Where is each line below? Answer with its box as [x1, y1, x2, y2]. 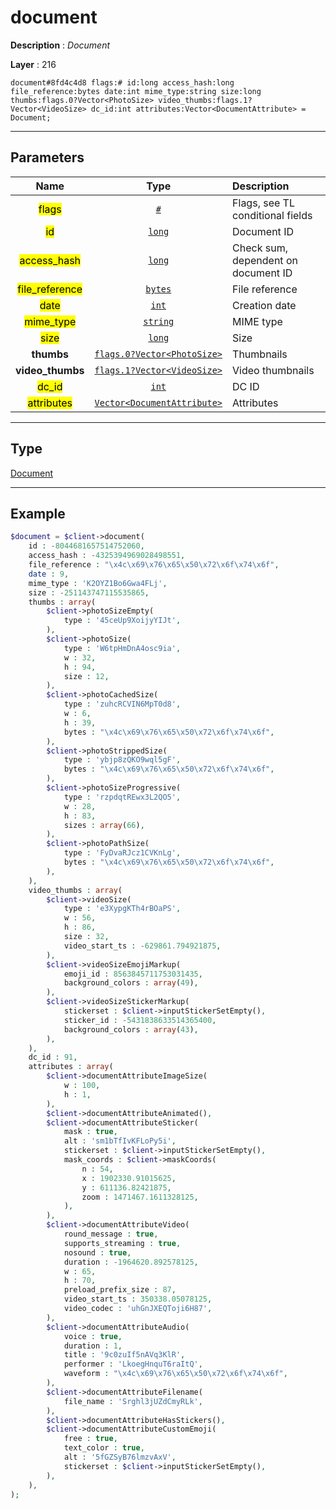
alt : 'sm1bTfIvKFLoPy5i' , [63, 1136, 177, 1146]
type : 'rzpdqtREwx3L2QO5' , [63, 792, 182, 802]
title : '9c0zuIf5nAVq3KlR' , [63, 1350, 186, 1360]
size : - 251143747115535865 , [28, 587, 150, 598]
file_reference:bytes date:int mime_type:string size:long [10, 86, 262, 96]
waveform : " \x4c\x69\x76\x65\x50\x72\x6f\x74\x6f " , [63, 1369, 288, 1379]
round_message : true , [63, 1229, 159, 1239]
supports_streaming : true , [63, 1238, 182, 1248]
